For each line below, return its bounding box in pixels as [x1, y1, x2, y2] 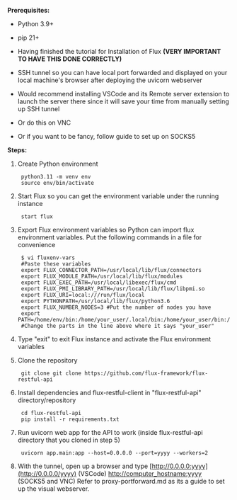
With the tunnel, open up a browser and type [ [17, 462, 152, 470]
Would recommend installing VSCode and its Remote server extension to [17, 90, 230, 98]
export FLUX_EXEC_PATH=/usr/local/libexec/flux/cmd [21, 279, 177, 286]
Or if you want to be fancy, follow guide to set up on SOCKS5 [17, 132, 196, 140]
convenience [17, 241, 56, 249]
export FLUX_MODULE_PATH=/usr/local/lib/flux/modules [21, 273, 183, 280]
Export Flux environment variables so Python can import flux [17, 226, 195, 234]
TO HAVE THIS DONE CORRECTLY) [17, 55, 122, 63]
